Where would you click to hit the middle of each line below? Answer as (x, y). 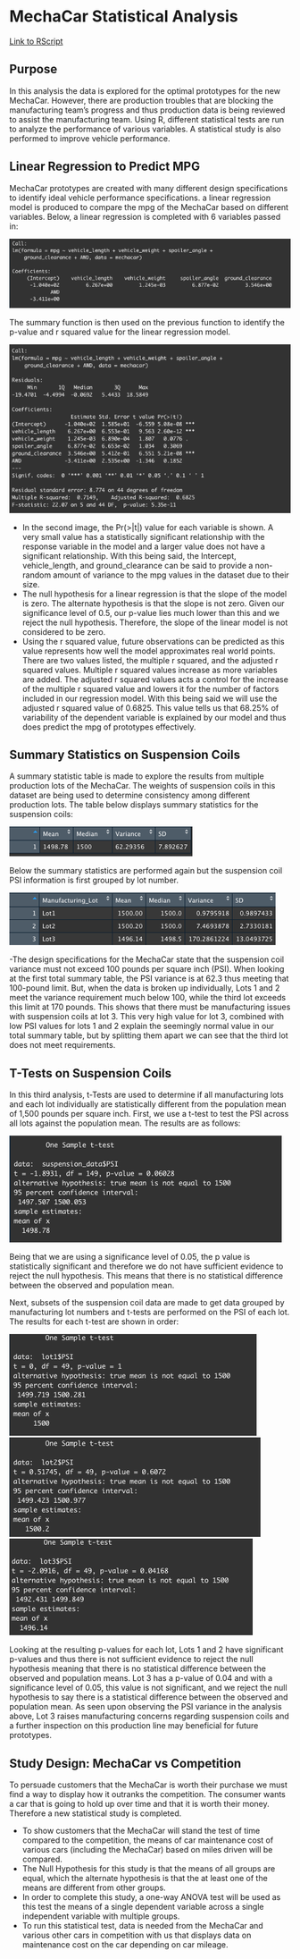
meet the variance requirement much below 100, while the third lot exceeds (148, 998)
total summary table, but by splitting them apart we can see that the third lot (149, 1035)
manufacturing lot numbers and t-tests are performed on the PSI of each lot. (150, 1313)
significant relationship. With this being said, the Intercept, (129, 555)
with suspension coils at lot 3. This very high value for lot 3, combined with (146, 1017)
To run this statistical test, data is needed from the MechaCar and (142, 1926)
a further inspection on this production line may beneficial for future (134, 1726)
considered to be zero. (64, 631)
